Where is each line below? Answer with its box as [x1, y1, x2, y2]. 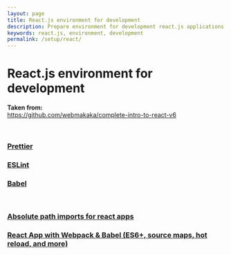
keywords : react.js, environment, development [7, 29, 144, 37]
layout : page [7, 10, 45, 17]
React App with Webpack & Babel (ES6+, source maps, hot [7, 230, 207, 240]
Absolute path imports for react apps [7, 212, 134, 222]
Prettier [7, 141, 33, 151]
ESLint [7, 160, 30, 170]
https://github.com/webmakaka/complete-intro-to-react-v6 [7, 111, 176, 119]
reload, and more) [7, 239, 68, 249]
